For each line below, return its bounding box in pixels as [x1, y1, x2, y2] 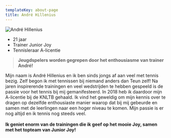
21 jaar [12, 36, 27, 42]
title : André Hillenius [5, 12, 56, 17]
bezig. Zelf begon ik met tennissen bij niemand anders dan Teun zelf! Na [5, 78, 158, 84]
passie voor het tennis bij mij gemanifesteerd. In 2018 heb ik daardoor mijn [5, 88, 162, 95]
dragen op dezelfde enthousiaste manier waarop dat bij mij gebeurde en [5, 99, 158, 105]
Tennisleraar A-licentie [12, 47, 60, 53]
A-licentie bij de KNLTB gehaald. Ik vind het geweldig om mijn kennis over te [5, 94, 166, 100]
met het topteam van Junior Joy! [5, 126, 76, 133]
